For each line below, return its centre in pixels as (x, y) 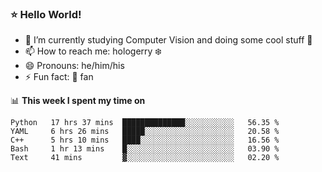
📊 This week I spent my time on (78, 101)
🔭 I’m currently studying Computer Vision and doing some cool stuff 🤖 (168, 40)
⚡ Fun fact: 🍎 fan (59, 77)
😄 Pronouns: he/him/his (74, 66)
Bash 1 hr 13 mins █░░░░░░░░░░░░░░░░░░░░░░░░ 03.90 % (145, 149)
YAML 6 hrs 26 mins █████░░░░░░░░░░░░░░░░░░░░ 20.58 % (145, 132)
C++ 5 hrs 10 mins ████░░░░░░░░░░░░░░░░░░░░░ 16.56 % (145, 140)
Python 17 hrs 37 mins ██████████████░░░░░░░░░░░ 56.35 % (145, 123)
